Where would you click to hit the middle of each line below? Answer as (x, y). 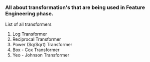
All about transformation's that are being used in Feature (75, 7)
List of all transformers (28, 24)
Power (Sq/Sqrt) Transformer (42, 45)
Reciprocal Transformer (37, 39)
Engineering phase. (29, 13)
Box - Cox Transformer (36, 50)
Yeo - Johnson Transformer (41, 55)
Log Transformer (30, 34)
